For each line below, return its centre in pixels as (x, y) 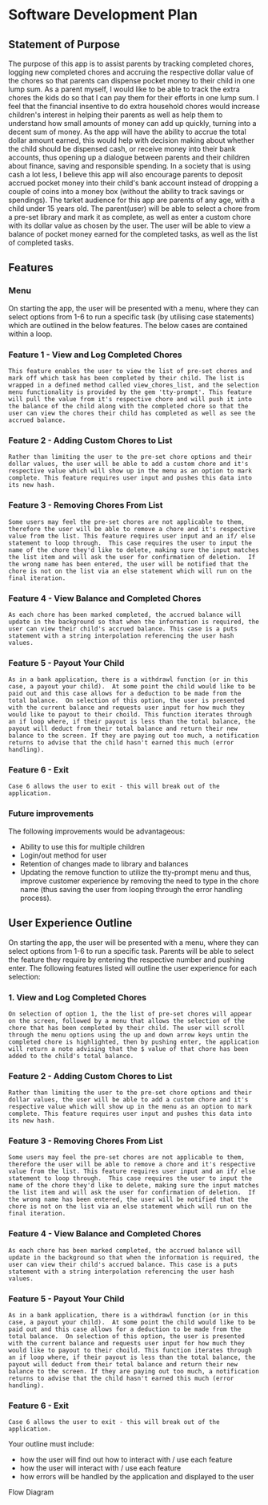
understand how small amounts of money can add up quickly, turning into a (132, 123)
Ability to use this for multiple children (82, 846)
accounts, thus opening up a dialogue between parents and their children (129, 157)
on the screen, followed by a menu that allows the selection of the (127, 1020)
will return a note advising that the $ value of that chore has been (128, 1049)
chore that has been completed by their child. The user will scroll (127, 1028)
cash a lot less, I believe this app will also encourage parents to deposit (126, 174)
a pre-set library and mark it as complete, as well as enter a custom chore (130, 217)
